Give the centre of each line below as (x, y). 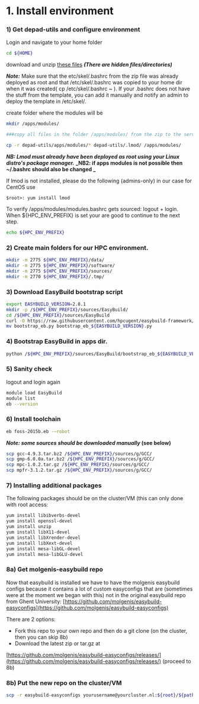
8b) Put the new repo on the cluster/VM (64, 683)
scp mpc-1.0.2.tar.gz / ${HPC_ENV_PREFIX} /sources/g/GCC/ (78, 465)
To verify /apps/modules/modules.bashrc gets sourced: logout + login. (92, 209)
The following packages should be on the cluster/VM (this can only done (95, 498)
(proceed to (177, 661)
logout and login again (33, 382)
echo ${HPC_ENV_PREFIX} (36, 232)
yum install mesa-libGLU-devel (45, 554)
